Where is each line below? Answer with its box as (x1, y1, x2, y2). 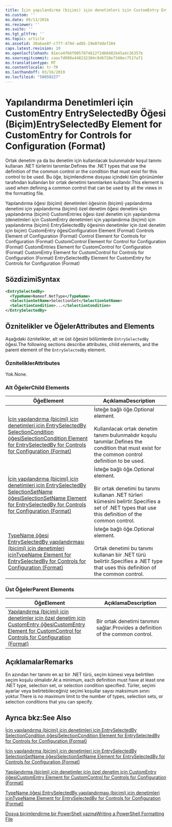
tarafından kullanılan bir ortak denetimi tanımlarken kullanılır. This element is (5, 179, 164, 185)
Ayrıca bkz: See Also (5, 713, 72, 722)
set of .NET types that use (94, 505, 157, 512)
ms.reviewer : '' (5, 22, 40, 27)
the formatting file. (5, 190, 45, 196)
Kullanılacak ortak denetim (94, 425, 158, 433)
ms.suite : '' (5, 27, 33, 32)
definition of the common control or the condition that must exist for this (5, 168, 157, 174)
